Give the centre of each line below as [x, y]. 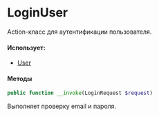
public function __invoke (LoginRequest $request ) [80, 93]
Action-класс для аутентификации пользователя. [79, 32]
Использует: [27, 47]
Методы [20, 78]
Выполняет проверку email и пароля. [62, 106]
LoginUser [37, 13]
